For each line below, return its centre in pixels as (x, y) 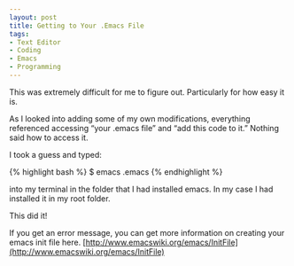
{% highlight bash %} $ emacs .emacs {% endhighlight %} (116, 172)
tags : (19, 34)
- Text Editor (35, 42)
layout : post (33, 17)
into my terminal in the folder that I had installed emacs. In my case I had (141, 189)
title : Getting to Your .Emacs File (77, 26)
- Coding (25, 51)
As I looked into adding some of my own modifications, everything (130, 118)
